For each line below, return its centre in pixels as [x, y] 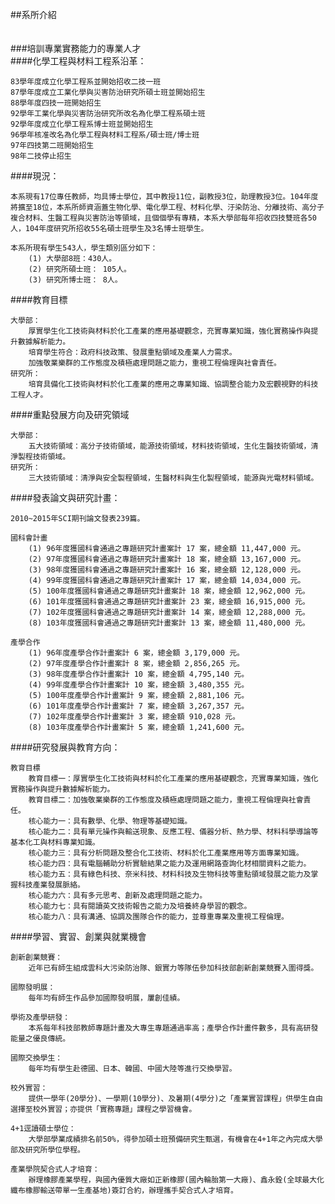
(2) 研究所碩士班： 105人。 [80, 269]
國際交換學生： [36, 1058]
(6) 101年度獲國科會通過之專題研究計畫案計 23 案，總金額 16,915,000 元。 [169, 602]
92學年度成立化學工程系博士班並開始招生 [82, 124]
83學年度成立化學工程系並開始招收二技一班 [86, 82]
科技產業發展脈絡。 [51, 885]
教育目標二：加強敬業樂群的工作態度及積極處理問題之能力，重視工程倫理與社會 [166, 800]
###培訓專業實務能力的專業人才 [76, 48]
